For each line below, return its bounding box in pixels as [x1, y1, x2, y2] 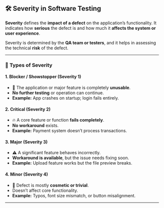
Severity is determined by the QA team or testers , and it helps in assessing [5, 40, 156, 45]
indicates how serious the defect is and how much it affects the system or [5, 25, 156, 31]
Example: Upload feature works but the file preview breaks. [12, 160, 133, 166]
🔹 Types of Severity [5, 62, 53, 68]
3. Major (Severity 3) [5, 139, 48, 145]
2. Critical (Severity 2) [5, 106, 51, 112]
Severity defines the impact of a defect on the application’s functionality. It [5, 20, 157, 26]
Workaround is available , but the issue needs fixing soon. [12, 155, 129, 161]
